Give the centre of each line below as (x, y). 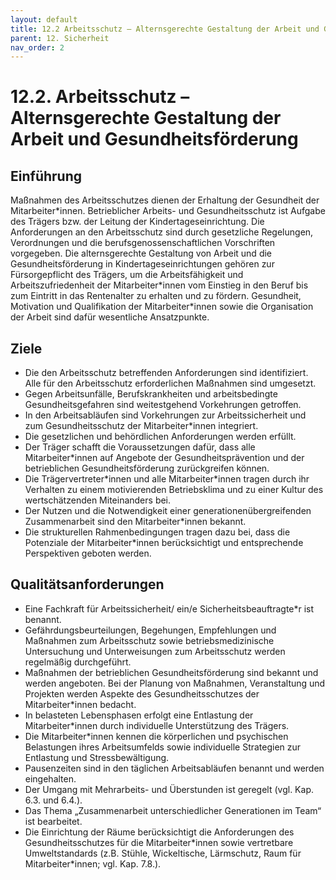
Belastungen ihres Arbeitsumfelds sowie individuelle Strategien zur (163, 747)
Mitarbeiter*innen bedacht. (80, 704)
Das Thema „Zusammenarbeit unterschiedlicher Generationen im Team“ (173, 810)
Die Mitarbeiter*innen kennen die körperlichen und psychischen (156, 736)
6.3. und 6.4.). (53, 800)
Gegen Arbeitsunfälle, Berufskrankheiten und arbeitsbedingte (151, 394)
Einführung (46, 176)
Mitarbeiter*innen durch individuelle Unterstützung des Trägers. (157, 725)
